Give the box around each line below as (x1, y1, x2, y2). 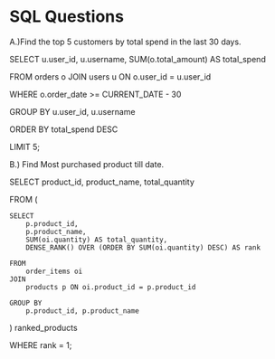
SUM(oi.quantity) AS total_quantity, (25, 235, 168, 244)
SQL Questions (9, 6, 125, 27)
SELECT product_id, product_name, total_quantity (9, 176, 194, 187)
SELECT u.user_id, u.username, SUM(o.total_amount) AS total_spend (9, 53, 267, 64)
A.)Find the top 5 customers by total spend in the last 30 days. (9, 36, 242, 47)
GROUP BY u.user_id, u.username (9, 106, 136, 117)
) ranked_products (9, 322, 79, 333)
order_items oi (25, 267, 83, 276)
